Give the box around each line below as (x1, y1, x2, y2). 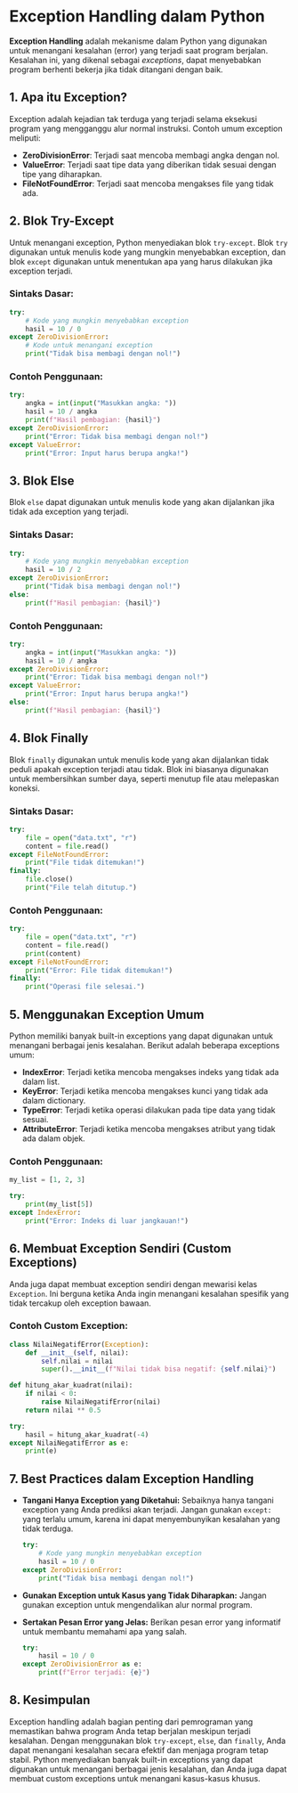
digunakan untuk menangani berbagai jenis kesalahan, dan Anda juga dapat (9, 1764, 287, 1774)
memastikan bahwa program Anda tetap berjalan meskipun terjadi (9, 1725, 251, 1736)
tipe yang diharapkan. (21, 168, 102, 179)
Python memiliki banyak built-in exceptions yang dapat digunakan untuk (9, 1031, 274, 1041)
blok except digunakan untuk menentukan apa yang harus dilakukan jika (9, 256, 273, 266)
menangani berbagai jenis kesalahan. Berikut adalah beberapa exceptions (9, 1040, 280, 1051)
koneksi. (9, 782, 40, 794)
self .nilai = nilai (41, 1357, 114, 1365)
